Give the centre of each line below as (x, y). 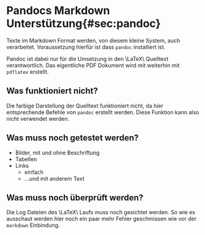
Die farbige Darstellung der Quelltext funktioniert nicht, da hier (85, 106)
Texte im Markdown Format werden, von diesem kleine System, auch (93, 40)
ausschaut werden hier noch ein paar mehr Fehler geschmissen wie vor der (102, 219)
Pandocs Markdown (58, 11)
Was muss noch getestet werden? (73, 138)
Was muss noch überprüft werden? (75, 197)
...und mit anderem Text (54, 178)
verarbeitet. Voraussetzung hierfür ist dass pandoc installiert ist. (86, 47)
